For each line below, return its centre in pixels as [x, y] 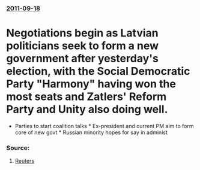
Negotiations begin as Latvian [83, 33]
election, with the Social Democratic [98, 72]
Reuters [25, 161]
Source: [18, 148]
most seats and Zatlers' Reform [86, 97]
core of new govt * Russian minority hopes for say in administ [91, 132]
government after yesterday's [83, 59]
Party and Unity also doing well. [87, 110]
